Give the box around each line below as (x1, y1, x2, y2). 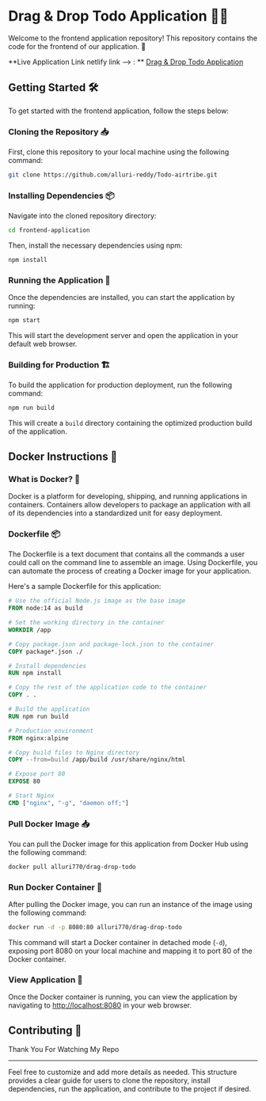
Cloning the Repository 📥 (8, 126, 109, 137)
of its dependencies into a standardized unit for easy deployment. (8, 508, 223, 518)
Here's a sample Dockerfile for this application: (8, 582, 161, 591)
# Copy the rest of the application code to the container (8, 684, 207, 692)
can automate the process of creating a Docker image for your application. (8, 566, 252, 576)
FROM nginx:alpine (8, 734, 69, 742)
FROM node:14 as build (8, 605, 83, 613)
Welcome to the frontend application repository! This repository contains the (8, 33, 258, 43)
